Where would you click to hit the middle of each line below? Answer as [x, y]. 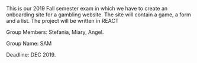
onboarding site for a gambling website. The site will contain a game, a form [98, 15]
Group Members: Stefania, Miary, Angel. [55, 32]
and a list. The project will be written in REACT [63, 21]
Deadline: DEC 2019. [31, 55]
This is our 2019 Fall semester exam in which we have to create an [87, 8]
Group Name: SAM [29, 43]
